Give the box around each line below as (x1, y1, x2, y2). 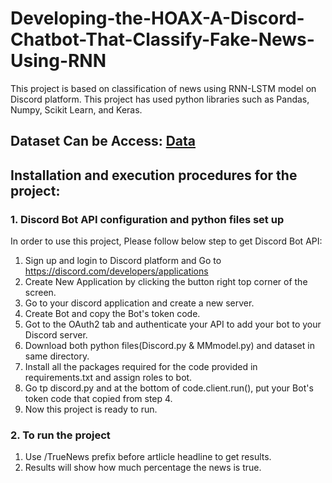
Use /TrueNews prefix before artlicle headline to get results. (24, 451, 272, 463)
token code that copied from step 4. (24, 393, 173, 405)
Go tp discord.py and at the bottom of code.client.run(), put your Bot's (24, 382, 314, 394)
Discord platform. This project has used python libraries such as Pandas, (10, 93, 310, 105)
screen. (24, 287, 57, 299)
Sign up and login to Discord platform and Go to (24, 255, 222, 267)
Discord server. (24, 329, 88, 341)
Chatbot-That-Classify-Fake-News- (10, 28, 315, 51)
